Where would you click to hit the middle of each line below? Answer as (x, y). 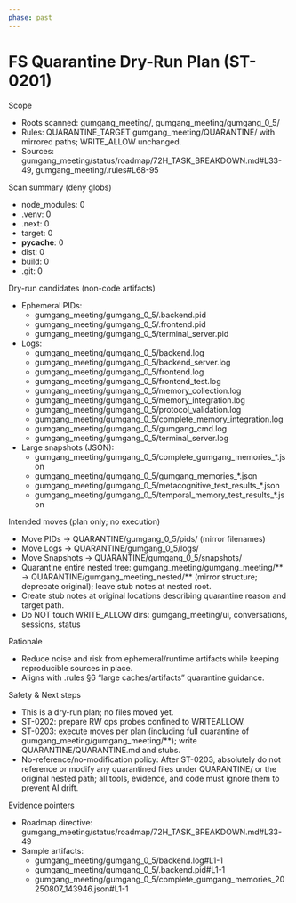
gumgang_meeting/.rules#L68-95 (97, 169)
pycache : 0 (42, 242)
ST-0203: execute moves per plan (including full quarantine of (135, 731)
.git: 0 (32, 271)
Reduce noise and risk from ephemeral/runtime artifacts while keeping (150, 658)
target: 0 (37, 233)
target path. (43, 605)
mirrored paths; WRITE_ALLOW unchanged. (101, 141)
